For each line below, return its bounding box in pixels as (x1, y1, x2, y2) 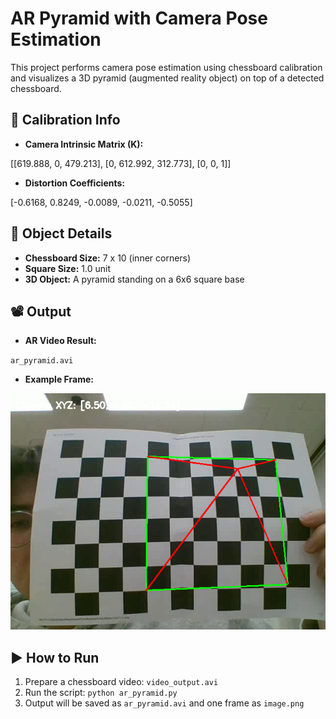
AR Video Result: (24, 335, 97, 347)
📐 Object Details (10, 225, 113, 242)
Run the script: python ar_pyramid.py (24, 687, 178, 699)
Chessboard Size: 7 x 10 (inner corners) (24, 252, 192, 264)
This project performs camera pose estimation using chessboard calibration (10, 61, 323, 73)
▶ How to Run (10, 649, 100, 666)
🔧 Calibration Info (10, 112, 121, 129)
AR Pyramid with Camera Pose (10, 7, 268, 30)
